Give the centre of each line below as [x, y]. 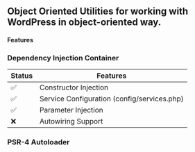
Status [22, 76]
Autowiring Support [71, 121]
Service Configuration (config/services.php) [111, 99]
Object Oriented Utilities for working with [98, 11]
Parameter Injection [71, 110]
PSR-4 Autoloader [39, 142]
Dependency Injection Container [63, 58]
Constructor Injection [74, 87]
